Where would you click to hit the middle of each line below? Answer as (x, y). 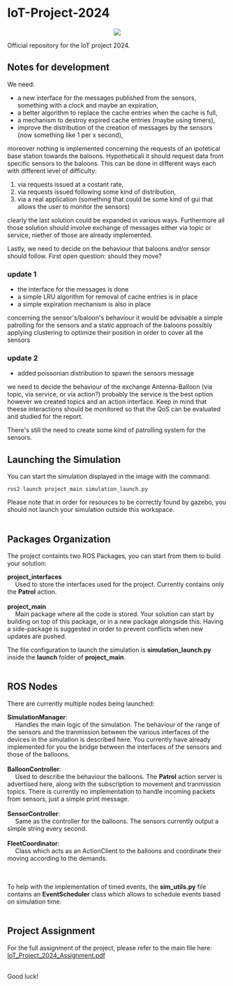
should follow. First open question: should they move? (84, 256)
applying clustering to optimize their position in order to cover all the (105, 333)
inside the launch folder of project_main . (67, 657)
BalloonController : (34, 769)
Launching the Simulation (64, 459)
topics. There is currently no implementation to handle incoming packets (111, 791)
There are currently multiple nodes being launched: (81, 703)
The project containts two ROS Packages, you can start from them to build (114, 556)
